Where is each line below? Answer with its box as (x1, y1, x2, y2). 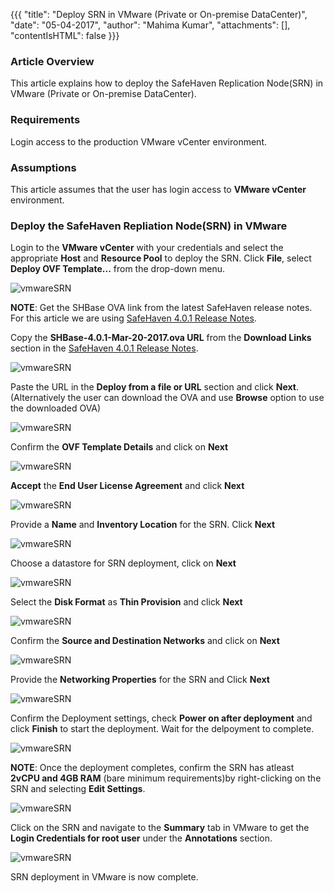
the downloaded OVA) (10, 402, 102, 414)
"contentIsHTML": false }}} (10, 30, 120, 41)
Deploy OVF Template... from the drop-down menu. (10, 263, 225, 275)
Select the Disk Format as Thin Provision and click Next (10, 596, 243, 608)
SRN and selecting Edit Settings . (10, 783, 146, 795)
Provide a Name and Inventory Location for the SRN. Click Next (10, 519, 276, 531)
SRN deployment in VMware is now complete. (10, 871, 199, 883)
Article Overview (10, 54, 95, 68)
